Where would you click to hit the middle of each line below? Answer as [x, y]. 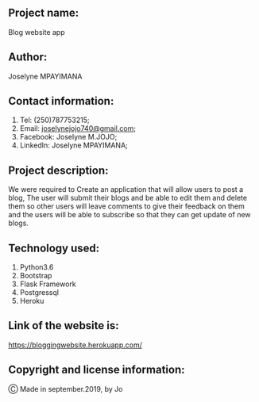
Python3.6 [37, 267]
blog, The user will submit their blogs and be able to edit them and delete [128, 198]
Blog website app [37, 32]
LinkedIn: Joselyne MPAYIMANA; [74, 145]
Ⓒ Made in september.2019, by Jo [66, 389]
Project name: [44, 13]
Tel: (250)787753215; [54, 120]
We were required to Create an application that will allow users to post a [126, 190]
